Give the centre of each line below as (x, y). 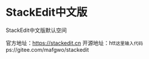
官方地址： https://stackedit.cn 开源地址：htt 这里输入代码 (74, 43)
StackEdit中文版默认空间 (36, 30)
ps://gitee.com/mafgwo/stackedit (47, 49)
